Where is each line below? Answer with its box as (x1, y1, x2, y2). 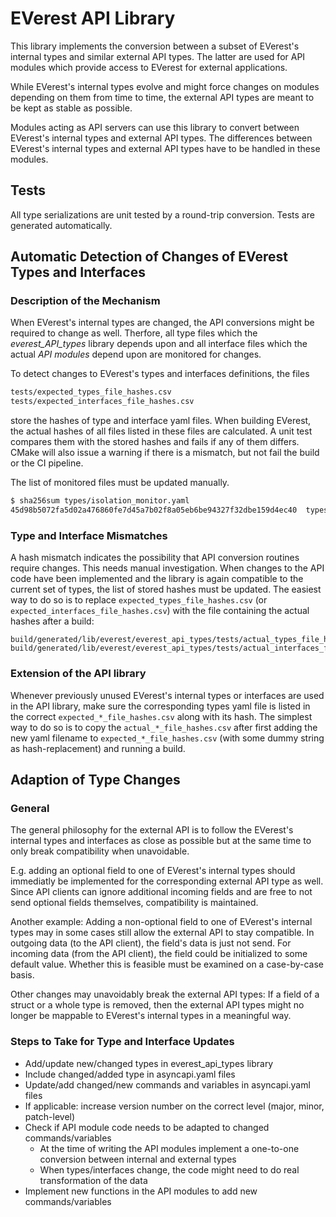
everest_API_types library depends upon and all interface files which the (10, 338, 308, 350)
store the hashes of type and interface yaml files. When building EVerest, (10, 415, 312, 427)
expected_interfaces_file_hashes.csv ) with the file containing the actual (10, 605, 310, 617)
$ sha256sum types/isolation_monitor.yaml (10, 496, 190, 506)
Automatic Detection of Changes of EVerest (10, 248, 288, 266)
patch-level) (24, 1110, 76, 1122)
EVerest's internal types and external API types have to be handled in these (10, 142, 321, 154)
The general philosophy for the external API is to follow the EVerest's (10, 824, 294, 836)
